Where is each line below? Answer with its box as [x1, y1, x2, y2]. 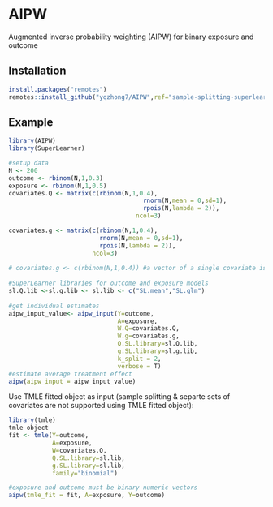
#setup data [8, 159, 49, 167]
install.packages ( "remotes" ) [8, 85, 107, 93]
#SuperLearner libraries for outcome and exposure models [8, 279, 209, 288]
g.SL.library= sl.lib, [51, 462, 126, 470]
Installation [8, 64, 67, 78]
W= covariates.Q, [51, 446, 107, 454]
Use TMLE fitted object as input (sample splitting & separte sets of [8, 392, 231, 402]
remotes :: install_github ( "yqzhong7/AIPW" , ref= [8, 92, 169, 101]
